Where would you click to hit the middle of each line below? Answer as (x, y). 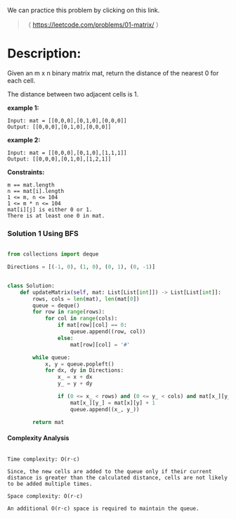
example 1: (24, 108)
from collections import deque (53, 254)
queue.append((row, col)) (108, 332)
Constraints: (26, 172)
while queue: (52, 357)
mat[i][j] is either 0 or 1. (50, 210)
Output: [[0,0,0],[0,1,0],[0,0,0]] (59, 127)
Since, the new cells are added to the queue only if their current (110, 471)
